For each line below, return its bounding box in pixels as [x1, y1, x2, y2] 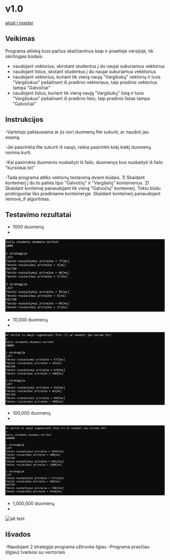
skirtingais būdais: [5, 53, 44, 59]
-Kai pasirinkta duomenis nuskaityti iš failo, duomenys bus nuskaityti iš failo [5, 159, 163, 165]
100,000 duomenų [12, 410, 51, 416]
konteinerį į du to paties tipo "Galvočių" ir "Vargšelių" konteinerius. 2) [5, 180, 149, 186]
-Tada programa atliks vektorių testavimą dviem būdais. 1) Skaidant [5, 174, 145, 180]
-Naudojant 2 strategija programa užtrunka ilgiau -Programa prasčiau [5, 543, 150, 549]
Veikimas [5, 34, 35, 43]
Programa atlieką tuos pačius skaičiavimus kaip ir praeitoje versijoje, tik [5, 48, 154, 54]
